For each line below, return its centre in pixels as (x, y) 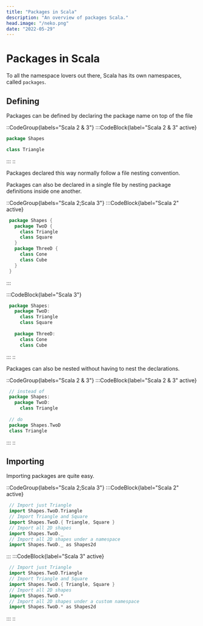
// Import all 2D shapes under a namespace (65, 539)
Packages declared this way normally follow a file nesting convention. (93, 173)
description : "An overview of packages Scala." (68, 18)
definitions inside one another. (44, 191)
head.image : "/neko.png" (38, 23)
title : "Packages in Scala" (42, 12)
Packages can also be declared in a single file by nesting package (89, 184)
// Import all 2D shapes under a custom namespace (74, 601)
